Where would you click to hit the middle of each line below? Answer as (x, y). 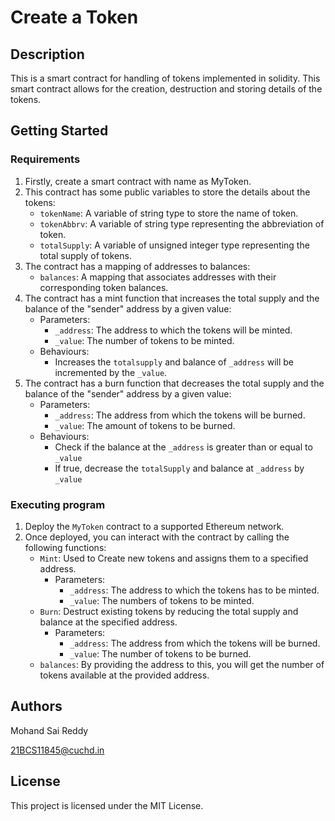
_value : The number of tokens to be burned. (160, 653)
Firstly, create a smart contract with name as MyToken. (138, 181)
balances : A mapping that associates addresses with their (158, 277)
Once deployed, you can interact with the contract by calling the (157, 537)
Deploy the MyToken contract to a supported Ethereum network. (154, 526)
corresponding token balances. (104, 287)
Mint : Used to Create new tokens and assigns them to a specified (174, 558)
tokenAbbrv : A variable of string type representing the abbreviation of (182, 223)
